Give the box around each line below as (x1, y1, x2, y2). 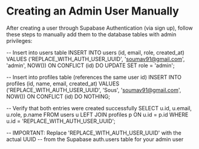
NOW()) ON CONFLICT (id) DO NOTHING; (6, 93, 111, 100)
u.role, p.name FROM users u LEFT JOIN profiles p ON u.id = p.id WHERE (6, 111, 189, 118)
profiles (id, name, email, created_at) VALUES (6, 80, 120, 87)
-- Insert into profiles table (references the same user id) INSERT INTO (6, 73, 182, 81)
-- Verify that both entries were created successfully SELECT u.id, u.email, (6, 104, 192, 111)
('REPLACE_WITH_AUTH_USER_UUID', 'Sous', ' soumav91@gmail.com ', (6, 86, 181, 93)
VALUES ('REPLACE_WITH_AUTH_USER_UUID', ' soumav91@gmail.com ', (6, 55, 185, 62)
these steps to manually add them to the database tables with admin (6, 30, 177, 38)
